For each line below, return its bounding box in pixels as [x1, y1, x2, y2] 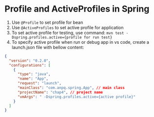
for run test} [84, 35, 113, 40]
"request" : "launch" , [17, 81, 62, 86]
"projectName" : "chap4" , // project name [17, 90, 103, 95]
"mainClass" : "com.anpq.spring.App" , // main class [17, 85, 125, 90]
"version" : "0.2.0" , [9, 58, 51, 63]
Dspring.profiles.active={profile [11, 35, 82, 40]
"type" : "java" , [17, 72, 51, 77]
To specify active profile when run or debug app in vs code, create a [11, 39, 150, 45]
